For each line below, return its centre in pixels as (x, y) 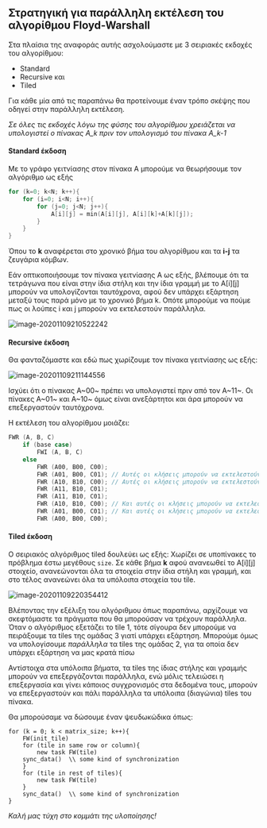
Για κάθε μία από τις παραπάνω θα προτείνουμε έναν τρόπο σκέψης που (129, 100)
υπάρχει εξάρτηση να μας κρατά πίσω (72, 653)
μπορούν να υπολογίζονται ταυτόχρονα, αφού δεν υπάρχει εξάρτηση (124, 292)
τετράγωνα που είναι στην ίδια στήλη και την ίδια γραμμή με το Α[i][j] (124, 283)
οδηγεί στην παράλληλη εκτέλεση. (66, 109)
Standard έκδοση (37, 151)
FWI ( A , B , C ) (60, 453)
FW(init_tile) (46, 739)
